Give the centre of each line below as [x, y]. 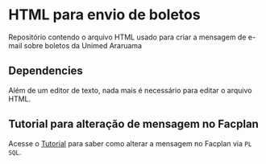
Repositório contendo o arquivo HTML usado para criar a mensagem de [127, 37]
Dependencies [46, 71]
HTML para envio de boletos [104, 15]
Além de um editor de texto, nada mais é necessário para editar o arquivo [130, 90]
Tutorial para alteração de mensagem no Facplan [134, 124]
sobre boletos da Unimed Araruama [83, 45]
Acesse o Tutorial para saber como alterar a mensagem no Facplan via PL [130, 143]
